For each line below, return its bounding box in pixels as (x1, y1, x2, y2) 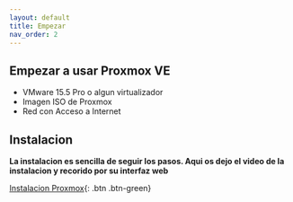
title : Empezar (9, 22, 67, 31)
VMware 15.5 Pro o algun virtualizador (22, 87, 164, 98)
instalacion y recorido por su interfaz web (9, 165, 169, 176)
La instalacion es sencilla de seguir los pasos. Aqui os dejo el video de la (9, 156, 285, 166)
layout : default (9, 13, 70, 22)
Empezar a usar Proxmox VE (9, 63, 171, 78)
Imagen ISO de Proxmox (22, 96, 112, 108)
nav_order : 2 (9, 30, 58, 39)
